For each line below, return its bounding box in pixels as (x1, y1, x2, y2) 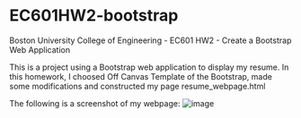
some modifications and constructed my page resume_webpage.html (9, 80, 266, 91)
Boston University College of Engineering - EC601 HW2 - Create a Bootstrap (9, 35, 292, 46)
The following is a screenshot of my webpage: (9, 97, 181, 108)
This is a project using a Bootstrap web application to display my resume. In (9, 62, 289, 72)
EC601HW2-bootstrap (9, 5, 179, 26)
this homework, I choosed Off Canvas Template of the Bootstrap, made (9, 71, 272, 81)
